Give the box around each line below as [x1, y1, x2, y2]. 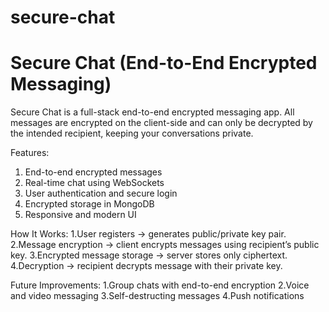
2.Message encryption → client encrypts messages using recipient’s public [10, 239, 320, 251]
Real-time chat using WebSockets [24, 177, 165, 189]
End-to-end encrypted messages [24, 166, 163, 178]
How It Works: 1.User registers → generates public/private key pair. [10, 228, 287, 240]
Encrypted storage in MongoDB [24, 198, 155, 210]
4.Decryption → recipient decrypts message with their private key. [10, 260, 283, 272]
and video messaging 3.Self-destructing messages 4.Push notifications [10, 290, 305, 302]
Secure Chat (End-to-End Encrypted [10, 52, 318, 75]
